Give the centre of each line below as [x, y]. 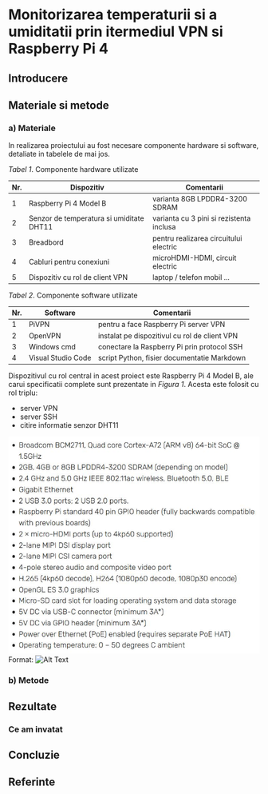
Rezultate [33, 706]
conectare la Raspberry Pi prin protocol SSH [171, 346]
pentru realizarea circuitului [197, 238]
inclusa [164, 227]
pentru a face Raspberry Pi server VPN [162, 325]
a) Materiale [32, 128]
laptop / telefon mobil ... [191, 277]
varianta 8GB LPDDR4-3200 [200, 199]
